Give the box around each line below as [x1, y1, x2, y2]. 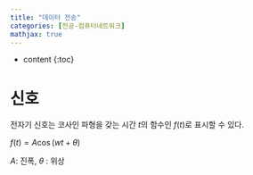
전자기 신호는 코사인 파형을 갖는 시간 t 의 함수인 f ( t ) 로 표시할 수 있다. [10, 120, 244, 130]
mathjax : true [10, 29, 63, 38]
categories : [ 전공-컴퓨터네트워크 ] [10, 21, 126, 30]
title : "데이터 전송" [10, 12, 81, 22]
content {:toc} [22, 54, 75, 65]
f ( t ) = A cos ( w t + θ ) [10, 137, 81, 148]
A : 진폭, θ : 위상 [10, 155, 65, 166]
